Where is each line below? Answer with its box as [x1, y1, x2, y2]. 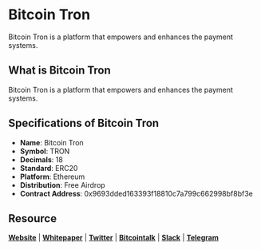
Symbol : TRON [19, 146, 70, 156]
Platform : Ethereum [19, 172, 85, 181]
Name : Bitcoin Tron [19, 137, 84, 147]
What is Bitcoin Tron [8, 64, 112, 77]
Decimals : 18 [19, 154, 64, 165]
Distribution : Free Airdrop [19, 180, 105, 189]
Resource [8, 212, 57, 225]
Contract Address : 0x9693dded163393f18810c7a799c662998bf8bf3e [19, 188, 254, 198]
